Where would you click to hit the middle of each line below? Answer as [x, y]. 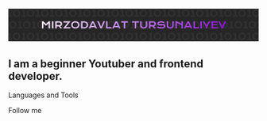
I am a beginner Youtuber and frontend [106, 64]
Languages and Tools [44, 95]
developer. [35, 76]
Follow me [25, 111]
